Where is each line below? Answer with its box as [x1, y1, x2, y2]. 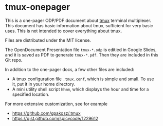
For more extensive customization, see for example [5, 101, 108, 107]
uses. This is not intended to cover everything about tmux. [5, 28, 122, 34]
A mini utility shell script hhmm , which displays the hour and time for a [12, 86, 149, 92]
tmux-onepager [5, 1, 71, 13]
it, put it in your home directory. [12, 81, 75, 87]
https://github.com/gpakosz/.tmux [12, 110, 81, 116]
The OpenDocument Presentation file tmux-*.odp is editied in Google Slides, [5, 47, 157, 53]
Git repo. [5, 57, 23, 63]
